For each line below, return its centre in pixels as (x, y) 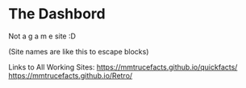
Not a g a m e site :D (42, 36)
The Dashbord (57, 14)
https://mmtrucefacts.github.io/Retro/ (71, 75)
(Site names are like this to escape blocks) (79, 51)
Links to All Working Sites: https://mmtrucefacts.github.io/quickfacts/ (123, 67)
